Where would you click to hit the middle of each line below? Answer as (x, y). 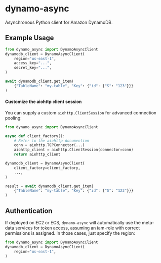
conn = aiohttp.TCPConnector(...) (49, 145)
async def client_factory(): (35, 136)
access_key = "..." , (33, 63)
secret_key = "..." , (33, 68)
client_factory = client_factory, (47, 168)
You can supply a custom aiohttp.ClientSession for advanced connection (81, 112)
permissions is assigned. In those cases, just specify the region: (70, 233)
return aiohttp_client (37, 155)
